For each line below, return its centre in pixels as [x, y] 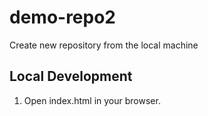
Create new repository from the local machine [104, 45]
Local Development [71, 76]
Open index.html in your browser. [92, 100]
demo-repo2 [63, 17]
